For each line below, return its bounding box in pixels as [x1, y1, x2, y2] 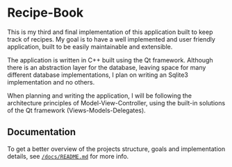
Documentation [7, 126, 76, 138]
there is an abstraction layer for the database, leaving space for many [7, 63, 206, 71]
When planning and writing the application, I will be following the [7, 91, 192, 100]
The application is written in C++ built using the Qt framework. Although [7, 55, 213, 64]
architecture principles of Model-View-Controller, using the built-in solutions [7, 98, 226, 107]
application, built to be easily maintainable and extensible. [7, 42, 173, 51]
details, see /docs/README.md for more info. [7, 152, 129, 160]
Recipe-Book [7, 5, 84, 21]
